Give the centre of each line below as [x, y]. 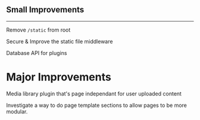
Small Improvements [45, 10]
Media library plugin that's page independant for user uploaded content [94, 93]
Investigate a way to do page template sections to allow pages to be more [97, 105]
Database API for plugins [37, 53]
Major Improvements [59, 77]
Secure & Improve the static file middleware [60, 41]
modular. [17, 111]
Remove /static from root [38, 30]
